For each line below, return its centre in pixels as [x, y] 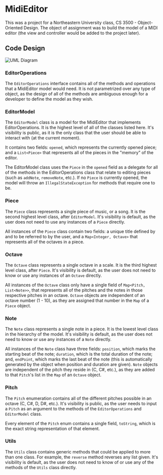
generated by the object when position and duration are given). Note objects [81, 364]
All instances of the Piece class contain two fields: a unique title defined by [80, 231]
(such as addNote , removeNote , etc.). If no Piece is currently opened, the [76, 178]
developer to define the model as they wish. [49, 99]
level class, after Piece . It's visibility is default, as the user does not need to [81, 270]
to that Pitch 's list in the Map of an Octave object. [53, 375]
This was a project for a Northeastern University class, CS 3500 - [71, 23]
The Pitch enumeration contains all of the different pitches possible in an [78, 398]
